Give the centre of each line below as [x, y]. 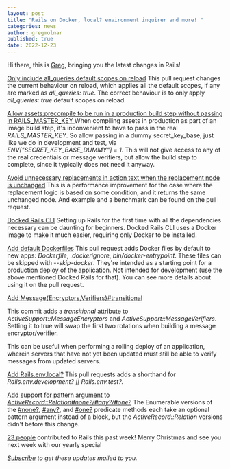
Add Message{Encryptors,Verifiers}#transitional [75, 298]
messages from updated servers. [54, 361]
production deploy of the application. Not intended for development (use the [115, 270]
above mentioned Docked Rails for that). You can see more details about [109, 277]
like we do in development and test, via [62, 142]
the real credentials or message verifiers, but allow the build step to [102, 157]
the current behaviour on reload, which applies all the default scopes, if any [114, 85]
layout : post [26, 13]
